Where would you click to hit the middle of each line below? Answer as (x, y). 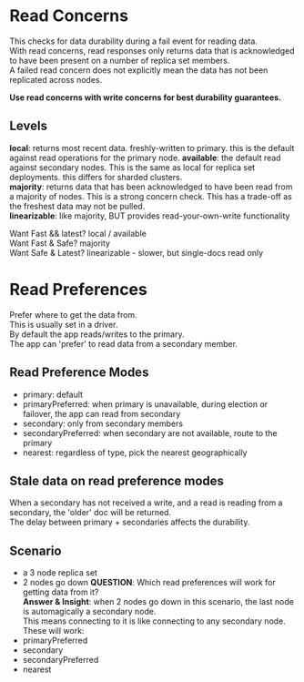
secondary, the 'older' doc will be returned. (90, 513)
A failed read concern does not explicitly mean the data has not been (139, 70)
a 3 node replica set (60, 573)
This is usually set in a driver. (64, 324)
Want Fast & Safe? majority (60, 243)
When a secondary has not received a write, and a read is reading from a (146, 503)
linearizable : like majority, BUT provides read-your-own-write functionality (150, 216)
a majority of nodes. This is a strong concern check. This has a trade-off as (151, 196)
